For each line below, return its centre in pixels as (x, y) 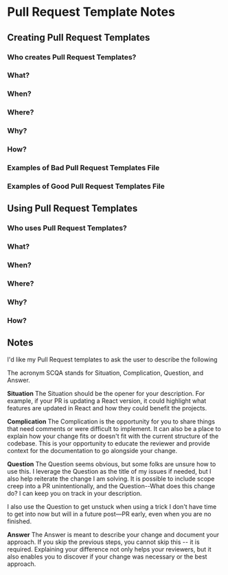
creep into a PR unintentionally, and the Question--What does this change (111, 485)
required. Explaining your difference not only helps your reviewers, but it (109, 549)
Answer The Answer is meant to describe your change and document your (113, 534)
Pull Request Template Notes (91, 12)
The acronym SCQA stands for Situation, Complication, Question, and (105, 373)
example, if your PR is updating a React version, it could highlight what (107, 401)
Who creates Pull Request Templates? (72, 57)
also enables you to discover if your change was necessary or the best (107, 556)
